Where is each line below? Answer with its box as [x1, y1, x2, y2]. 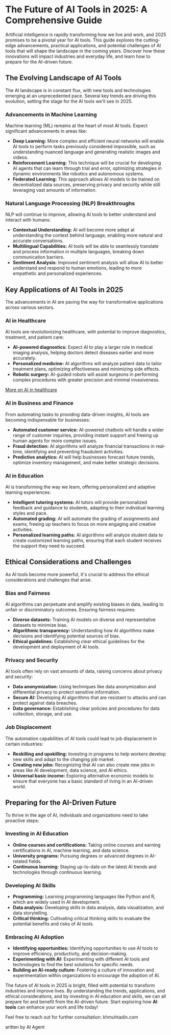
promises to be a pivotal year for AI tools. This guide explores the [5, 37, 142, 43]
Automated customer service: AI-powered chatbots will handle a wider [12, 427, 164, 433]
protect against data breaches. [12, 700, 78, 706]
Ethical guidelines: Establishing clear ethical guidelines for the [12, 639, 145, 645]
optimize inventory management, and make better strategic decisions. [12, 459, 160, 465]
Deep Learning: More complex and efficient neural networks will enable [12, 138, 164, 144]
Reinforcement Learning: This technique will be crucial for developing [12, 160, 161, 166]
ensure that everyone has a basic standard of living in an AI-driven [12, 778, 153, 784]
